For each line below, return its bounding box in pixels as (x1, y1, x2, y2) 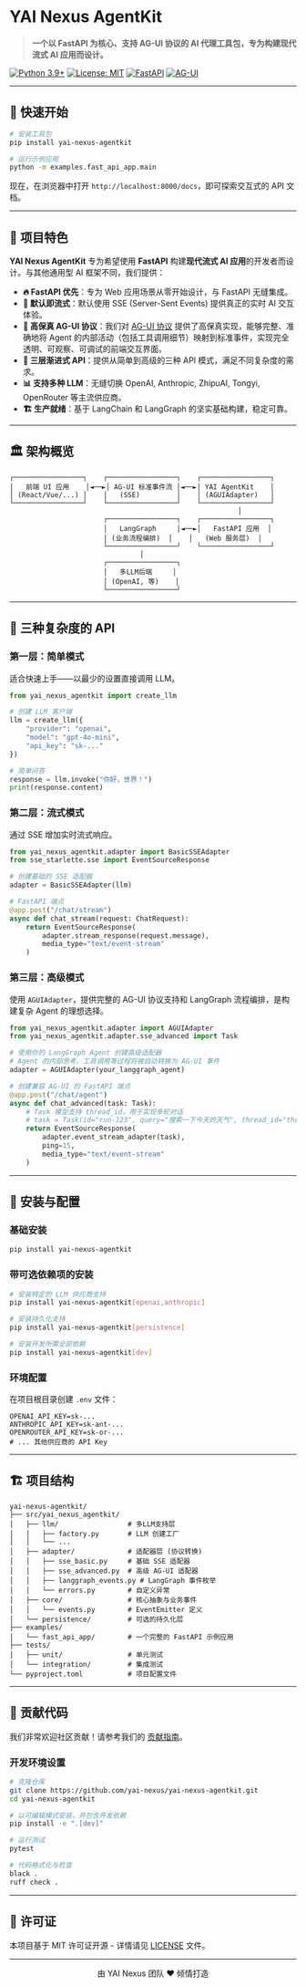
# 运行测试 (9, 1836, 46, 1845)
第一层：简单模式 (9, 650, 85, 663)
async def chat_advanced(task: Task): (9, 1098, 157, 1108)
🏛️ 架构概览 (9, 444, 75, 460)
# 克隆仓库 (9, 1777, 46, 1786)
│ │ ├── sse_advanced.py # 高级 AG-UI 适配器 (9, 1566, 199, 1576)
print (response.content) (9, 783, 104, 793)
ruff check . (9, 1878, 59, 1887)
